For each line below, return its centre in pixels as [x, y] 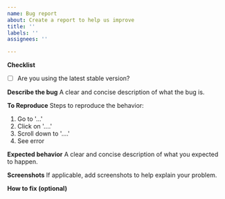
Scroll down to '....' [44, 134]
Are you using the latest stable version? [73, 78]
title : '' [21, 26]
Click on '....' [35, 126]
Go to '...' [30, 119]
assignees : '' [28, 39]
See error [31, 141]
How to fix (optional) [37, 189]
